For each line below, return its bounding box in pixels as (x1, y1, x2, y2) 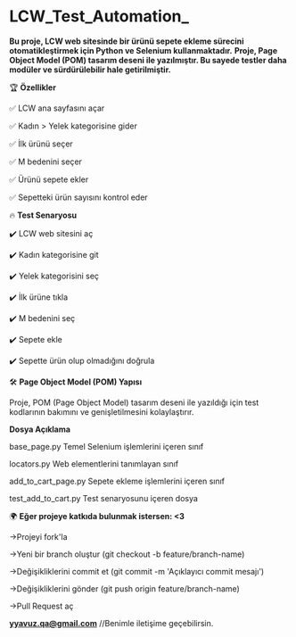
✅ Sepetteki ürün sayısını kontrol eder (9, 192, 149, 203)
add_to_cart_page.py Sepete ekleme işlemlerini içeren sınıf (9, 476, 226, 486)
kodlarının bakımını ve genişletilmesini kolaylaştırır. (9, 406, 194, 417)
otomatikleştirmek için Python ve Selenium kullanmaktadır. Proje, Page (9, 45, 278, 55)
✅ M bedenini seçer (9, 156, 83, 167)
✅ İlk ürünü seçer (9, 138, 73, 149)
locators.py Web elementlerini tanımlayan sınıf (9, 458, 179, 469)
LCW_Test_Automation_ (9, 6, 190, 27)
